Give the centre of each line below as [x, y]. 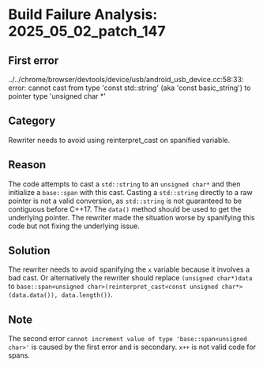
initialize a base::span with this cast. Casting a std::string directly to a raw [130, 192]
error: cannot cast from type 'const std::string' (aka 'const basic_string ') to [130, 88]
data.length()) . [87, 295]
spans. [19, 355]
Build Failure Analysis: [83, 15]
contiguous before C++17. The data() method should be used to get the [125, 209]
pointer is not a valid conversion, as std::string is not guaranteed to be [125, 201]
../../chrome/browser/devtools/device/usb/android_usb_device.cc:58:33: [126, 79]
